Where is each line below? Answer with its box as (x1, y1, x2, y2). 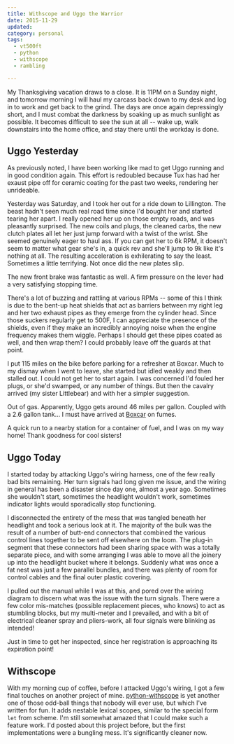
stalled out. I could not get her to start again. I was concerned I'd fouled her (7, 374, 225, 383)
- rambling (13, 62, 45, 69)
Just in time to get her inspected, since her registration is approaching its (7, 638, 218, 646)
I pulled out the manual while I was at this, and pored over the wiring (7, 586, 204, 595)
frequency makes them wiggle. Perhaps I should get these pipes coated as (7, 331, 222, 340)
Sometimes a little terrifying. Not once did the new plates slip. (7, 259, 184, 268)
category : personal (7, 29, 64, 37)
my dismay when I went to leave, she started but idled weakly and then (7, 367, 212, 376)
